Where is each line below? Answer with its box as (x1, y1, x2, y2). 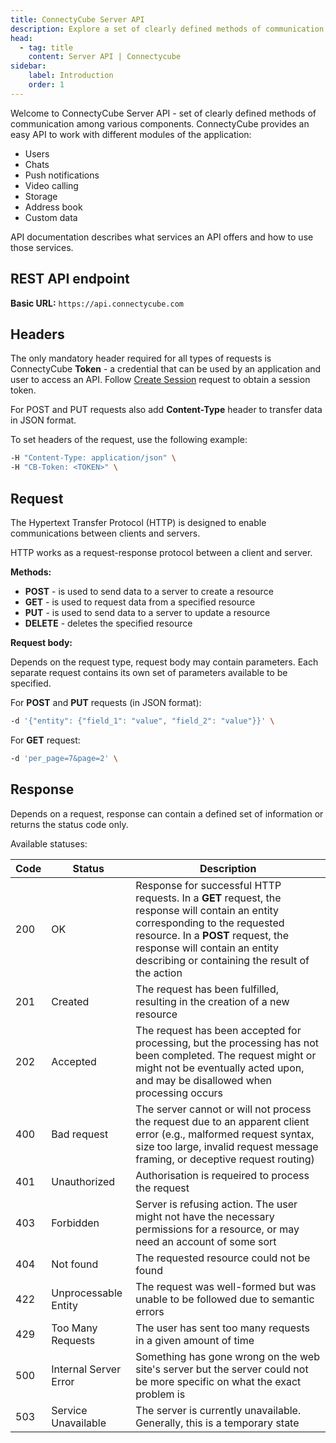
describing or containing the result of (135, 953, 310, 967)
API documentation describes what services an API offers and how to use (10, 231, 314, 243)
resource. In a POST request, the (135, 928, 290, 942)
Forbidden (51, 1216, 100, 1230)
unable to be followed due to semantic (135, 1292, 315, 1306)
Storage (24, 190, 58, 202)
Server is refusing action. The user (135, 1197, 298, 1211)
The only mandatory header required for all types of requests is (10, 352, 272, 365)
